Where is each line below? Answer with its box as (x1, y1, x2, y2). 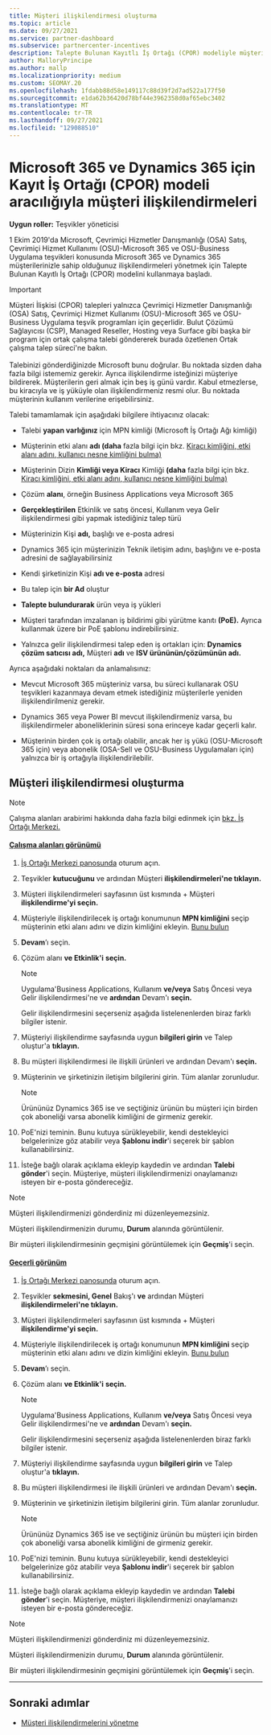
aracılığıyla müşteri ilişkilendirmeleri (9, 192, 257, 211)
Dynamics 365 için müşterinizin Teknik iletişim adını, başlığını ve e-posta (20, 544, 261, 554)
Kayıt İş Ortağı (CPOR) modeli (9, 175, 210, 194)
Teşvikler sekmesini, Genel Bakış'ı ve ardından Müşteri (20, 1291, 204, 1301)
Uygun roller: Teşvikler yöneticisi (9, 219, 119, 229)
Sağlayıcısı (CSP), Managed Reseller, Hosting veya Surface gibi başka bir (9, 326, 252, 335)
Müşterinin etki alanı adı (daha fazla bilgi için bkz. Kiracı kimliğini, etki (20, 441, 251, 450)
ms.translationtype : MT (9, 101, 89, 109)
